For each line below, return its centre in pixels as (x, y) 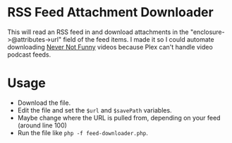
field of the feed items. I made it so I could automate (139, 39)
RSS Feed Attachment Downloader (110, 12)
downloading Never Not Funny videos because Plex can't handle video (110, 47)
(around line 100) (42, 125)
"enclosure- (207, 32)
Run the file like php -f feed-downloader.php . (83, 132)
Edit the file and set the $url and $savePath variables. (94, 110)
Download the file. (44, 103)
